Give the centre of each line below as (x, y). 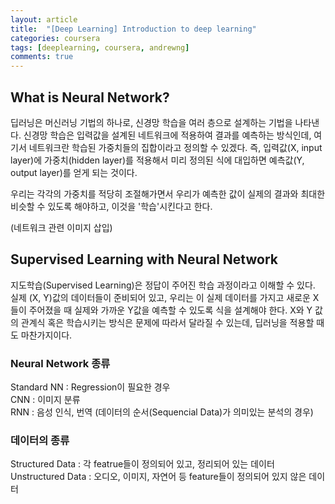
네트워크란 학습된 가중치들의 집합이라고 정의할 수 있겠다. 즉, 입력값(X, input (175, 147)
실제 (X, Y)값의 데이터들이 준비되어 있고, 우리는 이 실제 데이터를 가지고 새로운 (160, 297)
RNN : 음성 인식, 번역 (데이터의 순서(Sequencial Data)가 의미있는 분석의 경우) (162, 412)
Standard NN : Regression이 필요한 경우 (90, 387)
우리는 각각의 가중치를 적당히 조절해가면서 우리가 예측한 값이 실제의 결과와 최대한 (168, 193)
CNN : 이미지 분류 (45, 400)
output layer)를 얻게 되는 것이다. (74, 172)
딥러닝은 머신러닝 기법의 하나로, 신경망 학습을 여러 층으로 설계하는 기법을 (151, 122)
